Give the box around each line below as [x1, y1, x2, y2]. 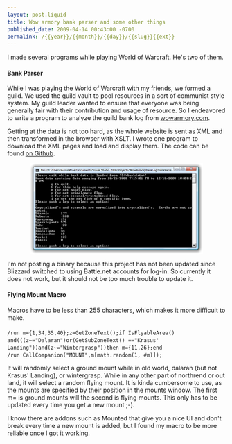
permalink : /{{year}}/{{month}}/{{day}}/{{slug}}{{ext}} [7, 33, 175, 40]
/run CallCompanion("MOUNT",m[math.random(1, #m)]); [7, 351, 163, 359]
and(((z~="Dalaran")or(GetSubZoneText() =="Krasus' [7, 336, 159, 343]
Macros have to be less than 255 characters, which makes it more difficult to [7, 306, 226, 314]
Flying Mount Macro [7, 291, 67, 299]
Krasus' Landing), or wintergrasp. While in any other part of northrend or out [7, 371, 225, 379]
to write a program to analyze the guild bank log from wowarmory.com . [7, 114, 211, 122]
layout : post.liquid [7, 11, 67, 18]
